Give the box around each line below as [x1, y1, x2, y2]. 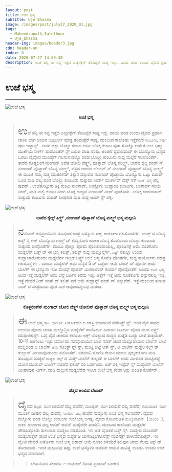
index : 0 [5, 50, 24, 55]
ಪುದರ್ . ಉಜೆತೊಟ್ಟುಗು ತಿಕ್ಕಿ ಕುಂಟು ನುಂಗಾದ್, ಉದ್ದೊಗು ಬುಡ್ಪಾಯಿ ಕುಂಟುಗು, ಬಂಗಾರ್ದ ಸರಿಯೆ [17, 183, 161, 189]
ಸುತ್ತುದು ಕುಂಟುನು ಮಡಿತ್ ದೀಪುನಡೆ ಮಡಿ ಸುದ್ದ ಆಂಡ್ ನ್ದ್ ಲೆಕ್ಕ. [17, 194, 114, 200]
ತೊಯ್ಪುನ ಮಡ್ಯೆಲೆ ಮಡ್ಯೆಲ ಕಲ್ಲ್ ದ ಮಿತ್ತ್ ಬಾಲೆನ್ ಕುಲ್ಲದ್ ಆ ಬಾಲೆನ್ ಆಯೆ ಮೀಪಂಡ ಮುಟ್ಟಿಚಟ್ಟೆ [17, 355, 160, 362]
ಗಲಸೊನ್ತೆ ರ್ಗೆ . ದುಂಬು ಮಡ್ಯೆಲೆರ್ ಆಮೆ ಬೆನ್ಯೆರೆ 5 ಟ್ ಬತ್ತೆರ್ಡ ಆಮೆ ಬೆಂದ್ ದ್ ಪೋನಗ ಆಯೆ [17, 260, 156, 266]
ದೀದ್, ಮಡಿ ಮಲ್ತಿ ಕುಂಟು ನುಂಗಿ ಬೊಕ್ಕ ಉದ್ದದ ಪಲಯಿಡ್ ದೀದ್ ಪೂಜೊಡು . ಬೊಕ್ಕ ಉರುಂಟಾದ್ [17, 189, 162, 195]
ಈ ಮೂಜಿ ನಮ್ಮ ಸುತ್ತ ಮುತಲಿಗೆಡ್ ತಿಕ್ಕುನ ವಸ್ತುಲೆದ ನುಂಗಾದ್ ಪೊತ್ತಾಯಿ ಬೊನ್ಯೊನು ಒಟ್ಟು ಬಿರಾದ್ [17, 171, 163, 177]
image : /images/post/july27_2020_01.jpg [5, 21, 93, 27]
